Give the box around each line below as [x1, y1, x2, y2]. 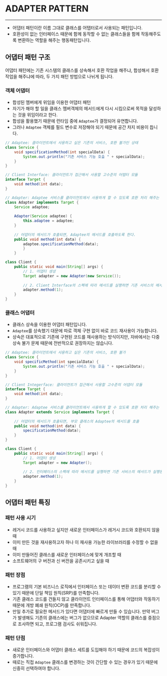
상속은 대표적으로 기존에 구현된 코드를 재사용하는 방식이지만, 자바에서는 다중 [12, 334, 160, 340]
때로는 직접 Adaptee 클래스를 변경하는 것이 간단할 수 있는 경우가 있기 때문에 [12, 659, 158, 665]
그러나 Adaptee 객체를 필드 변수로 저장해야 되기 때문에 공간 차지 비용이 [12, 124, 149, 130]
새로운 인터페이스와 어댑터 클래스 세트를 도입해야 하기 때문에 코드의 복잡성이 [12, 647, 160, 653]
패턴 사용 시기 [5, 514, 36, 521]
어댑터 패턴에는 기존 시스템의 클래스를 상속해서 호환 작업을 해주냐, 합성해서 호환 [5, 67, 159, 73]
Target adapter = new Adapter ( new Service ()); [23, 273, 121, 278]
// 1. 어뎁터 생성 [23, 269, 56, 274]
